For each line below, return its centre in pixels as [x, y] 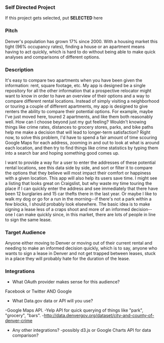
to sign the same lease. [29, 220]
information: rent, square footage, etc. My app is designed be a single [75, 85]
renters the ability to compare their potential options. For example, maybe [79, 111]
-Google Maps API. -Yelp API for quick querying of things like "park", [74, 310]
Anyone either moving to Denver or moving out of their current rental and [79, 243]
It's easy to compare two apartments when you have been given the [74, 80]
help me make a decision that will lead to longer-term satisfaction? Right [78, 132]
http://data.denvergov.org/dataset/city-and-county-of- [99, 316]
